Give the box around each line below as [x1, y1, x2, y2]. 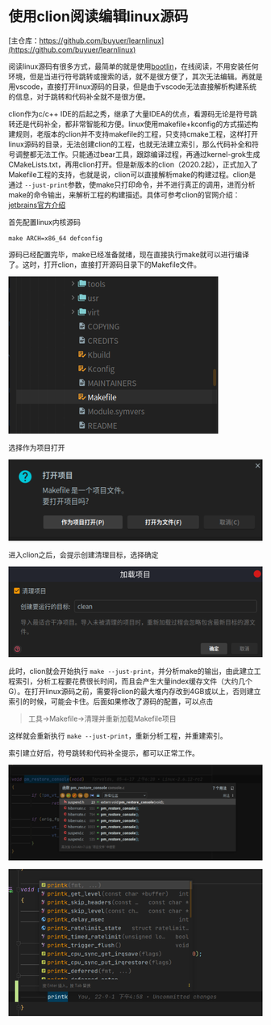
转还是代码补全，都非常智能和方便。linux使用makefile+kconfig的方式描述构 [8, 119, 259, 129]
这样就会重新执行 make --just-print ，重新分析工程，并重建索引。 [8, 731, 227, 741]
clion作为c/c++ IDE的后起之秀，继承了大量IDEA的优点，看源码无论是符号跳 [8, 108, 258, 118]
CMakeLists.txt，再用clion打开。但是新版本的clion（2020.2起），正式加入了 [8, 159, 258, 169]
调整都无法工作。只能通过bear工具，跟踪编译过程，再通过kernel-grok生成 [15, 149, 261, 159]
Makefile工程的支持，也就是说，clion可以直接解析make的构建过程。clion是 [8, 169, 256, 179]
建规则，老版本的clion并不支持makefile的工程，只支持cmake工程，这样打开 [8, 129, 258, 138]
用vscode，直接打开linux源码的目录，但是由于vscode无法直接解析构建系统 [8, 82, 256, 91]
